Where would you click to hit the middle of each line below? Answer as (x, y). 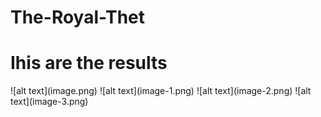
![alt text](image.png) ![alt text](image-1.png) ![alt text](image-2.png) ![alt (161, 91)
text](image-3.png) (49, 102)
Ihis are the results (89, 63)
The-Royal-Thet (78, 17)
